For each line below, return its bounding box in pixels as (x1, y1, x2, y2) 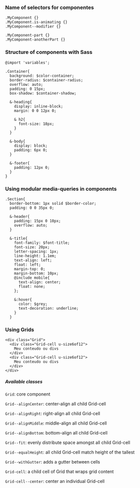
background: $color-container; (9, 73, 74, 78)
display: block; (14, 143, 48, 148)
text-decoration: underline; (18, 306, 79, 311)
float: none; (18, 284, 46, 289)
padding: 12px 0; (14, 165, 50, 170)
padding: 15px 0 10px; (14, 218, 61, 223)
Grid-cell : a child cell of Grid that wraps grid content (5, 469, 114, 475)
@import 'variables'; (5, 60, 50, 65)
